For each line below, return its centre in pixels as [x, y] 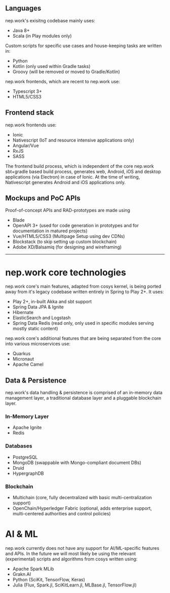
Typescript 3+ [27, 91]
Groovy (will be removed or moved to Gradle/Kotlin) [66, 72]
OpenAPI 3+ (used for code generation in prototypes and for [76, 226]
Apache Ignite [27, 428]
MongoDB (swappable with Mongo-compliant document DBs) [77, 462]
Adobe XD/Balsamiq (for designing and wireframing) [67, 247]
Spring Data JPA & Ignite [38, 307]
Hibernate [23, 312]
